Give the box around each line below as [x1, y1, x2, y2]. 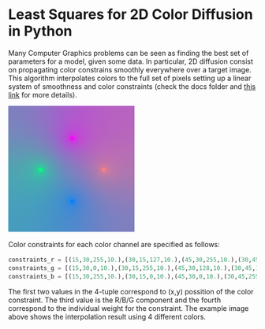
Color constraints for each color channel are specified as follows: [8, 239, 221, 249]
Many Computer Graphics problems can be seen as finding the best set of [8, 48, 249, 57]
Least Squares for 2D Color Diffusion [8, 6, 254, 24]
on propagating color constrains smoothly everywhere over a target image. [8, 65, 252, 74]
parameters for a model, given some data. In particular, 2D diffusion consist [8, 57, 254, 66]
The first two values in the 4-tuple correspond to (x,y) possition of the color [8, 286, 254, 296]
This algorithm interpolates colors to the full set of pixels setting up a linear [8, 73, 252, 83]
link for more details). [8, 90, 77, 99]
